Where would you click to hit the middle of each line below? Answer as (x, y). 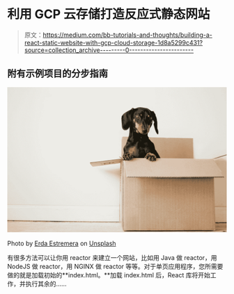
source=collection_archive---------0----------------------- (109, 50)
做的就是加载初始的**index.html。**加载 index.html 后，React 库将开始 (109, 275)
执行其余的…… (46, 284)
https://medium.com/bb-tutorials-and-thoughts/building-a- (127, 35)
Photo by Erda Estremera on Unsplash (62, 243)
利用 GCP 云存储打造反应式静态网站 (109, 14)
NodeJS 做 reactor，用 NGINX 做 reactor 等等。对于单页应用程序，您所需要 (115, 267)
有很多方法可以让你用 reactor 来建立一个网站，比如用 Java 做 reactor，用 (112, 258)
